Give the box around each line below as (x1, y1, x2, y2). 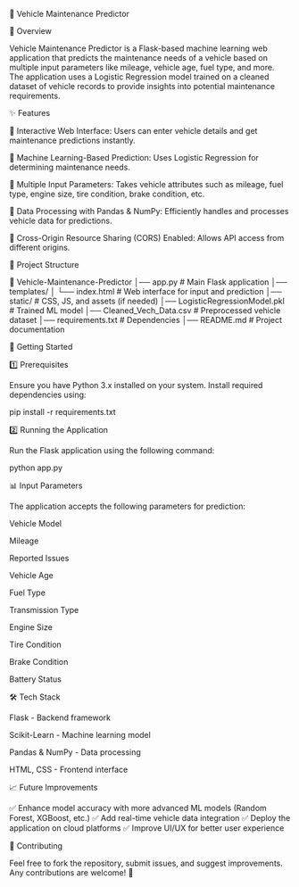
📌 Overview (9, 26, 52, 36)
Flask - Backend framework (9, 712, 112, 723)
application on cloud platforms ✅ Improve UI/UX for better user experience (9, 823, 285, 833)
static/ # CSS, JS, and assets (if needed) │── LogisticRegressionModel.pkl (9, 295, 286, 306)
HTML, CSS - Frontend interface (9, 764, 129, 775)
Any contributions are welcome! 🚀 (9, 867, 134, 878)
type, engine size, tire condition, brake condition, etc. (9, 188, 205, 199)
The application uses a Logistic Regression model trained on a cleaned (9, 71, 270, 82)
